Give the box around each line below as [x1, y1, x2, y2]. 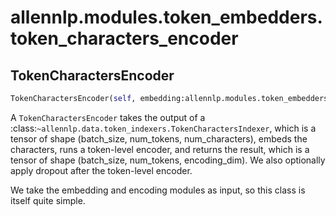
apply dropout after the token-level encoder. [10, 164, 193, 176]
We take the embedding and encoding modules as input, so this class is [10, 184, 306, 196]
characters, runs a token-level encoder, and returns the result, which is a [10, 143, 310, 155]
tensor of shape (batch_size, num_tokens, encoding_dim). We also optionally [10, 154, 326, 166]
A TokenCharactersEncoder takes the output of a [10, 111, 206, 123]
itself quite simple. [10, 194, 86, 206]
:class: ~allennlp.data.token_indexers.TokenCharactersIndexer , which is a [10, 122, 317, 134]
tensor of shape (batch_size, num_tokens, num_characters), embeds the [10, 132, 308, 145]
